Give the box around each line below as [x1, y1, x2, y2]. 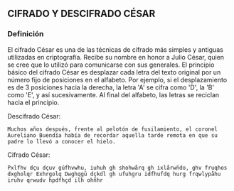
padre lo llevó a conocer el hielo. [7, 138, 116, 145]
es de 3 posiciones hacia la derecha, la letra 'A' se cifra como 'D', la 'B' [7, 83, 215, 92]
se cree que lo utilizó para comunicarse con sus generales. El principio [7, 60, 215, 69]
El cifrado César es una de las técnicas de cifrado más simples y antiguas [7, 45, 224, 54]
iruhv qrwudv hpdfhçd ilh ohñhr [7, 176, 103, 184]
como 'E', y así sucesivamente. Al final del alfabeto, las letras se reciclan [7, 90, 220, 99]
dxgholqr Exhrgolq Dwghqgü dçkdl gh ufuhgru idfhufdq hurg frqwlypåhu [7, 170, 221, 178]
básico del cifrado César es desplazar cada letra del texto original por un [7, 67, 221, 76]
